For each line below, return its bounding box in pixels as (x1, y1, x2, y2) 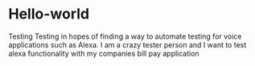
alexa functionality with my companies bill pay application (8, 48, 199, 58)
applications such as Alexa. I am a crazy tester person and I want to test (8, 39, 247, 49)
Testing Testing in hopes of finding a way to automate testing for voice (8, 31, 242, 41)
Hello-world (8, 5, 90, 23)
